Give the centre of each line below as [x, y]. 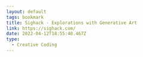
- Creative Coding [35, 45]
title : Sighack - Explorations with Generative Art [71, 23]
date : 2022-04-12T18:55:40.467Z [46, 34]
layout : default [26, 12]
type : [13, 39]
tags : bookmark [25, 17]
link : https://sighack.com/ [41, 28]
